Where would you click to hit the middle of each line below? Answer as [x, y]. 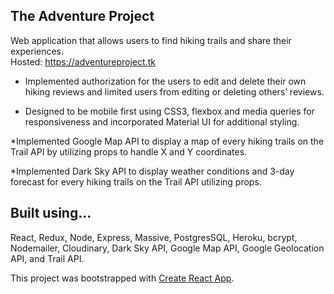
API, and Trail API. [47, 258]
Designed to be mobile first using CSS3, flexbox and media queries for [169, 111]
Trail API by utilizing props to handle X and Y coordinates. [129, 151]
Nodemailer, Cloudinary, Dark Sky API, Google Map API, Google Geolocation [167, 248]
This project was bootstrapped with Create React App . [122, 278]
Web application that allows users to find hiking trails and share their [151, 40]
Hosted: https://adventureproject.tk [83, 61]
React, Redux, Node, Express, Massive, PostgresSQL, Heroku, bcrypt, [154, 237]
